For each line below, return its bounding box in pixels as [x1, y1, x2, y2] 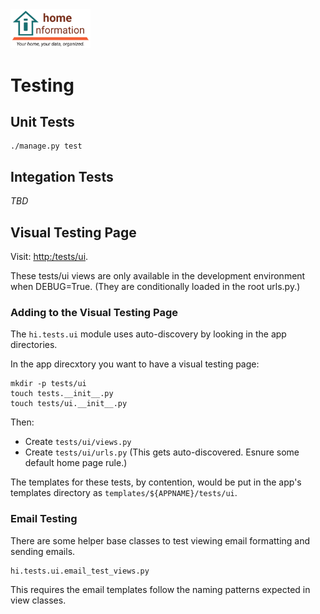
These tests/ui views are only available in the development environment [10, 270, 306, 282]
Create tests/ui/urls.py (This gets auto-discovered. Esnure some [24, 446, 300, 458]
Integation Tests [10, 168, 114, 185]
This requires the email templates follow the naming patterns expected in [10, 583, 311, 595]
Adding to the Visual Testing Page [10, 305, 179, 319]
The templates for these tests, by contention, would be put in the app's [10, 476, 302, 488]
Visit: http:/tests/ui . [10, 251, 89, 262]
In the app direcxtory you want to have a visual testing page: [10, 358, 260, 370]
